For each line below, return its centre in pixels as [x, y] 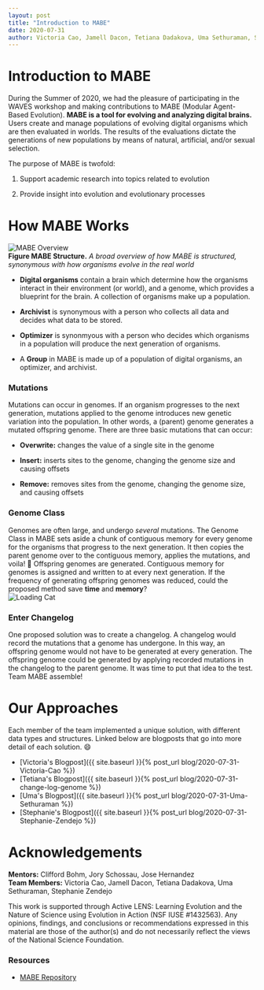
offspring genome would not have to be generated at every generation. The [130, 651]
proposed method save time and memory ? [78, 588]
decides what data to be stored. [71, 321]
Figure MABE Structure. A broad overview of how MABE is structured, [123, 256]
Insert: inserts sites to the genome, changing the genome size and [127, 461]
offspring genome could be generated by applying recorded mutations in [126, 660]
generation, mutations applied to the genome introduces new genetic [120, 413]
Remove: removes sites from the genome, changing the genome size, [132, 484]
